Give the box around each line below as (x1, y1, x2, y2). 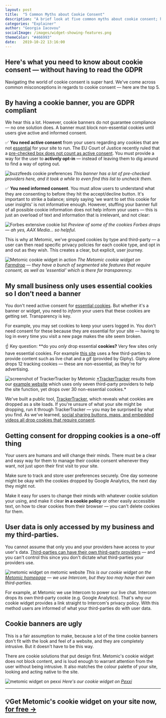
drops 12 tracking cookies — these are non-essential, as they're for (5, 361, 142, 367)
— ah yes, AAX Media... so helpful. (5, 227, 77, 233)
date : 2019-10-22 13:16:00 (5, 40, 65, 45)
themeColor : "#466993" (5, 35, 52, 40)
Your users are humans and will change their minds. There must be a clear (5, 453, 157, 458)
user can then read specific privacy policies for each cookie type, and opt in (5, 242, 161, 248)
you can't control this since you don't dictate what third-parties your (5, 554, 144, 560)
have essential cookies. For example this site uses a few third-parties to (5, 350, 151, 356)
